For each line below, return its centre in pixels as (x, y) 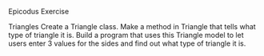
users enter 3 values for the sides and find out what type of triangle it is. (127, 43)
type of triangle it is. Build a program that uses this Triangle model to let (126, 35)
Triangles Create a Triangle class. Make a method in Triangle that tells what (132, 26)
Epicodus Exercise (39, 11)
